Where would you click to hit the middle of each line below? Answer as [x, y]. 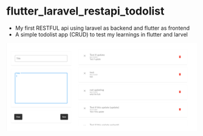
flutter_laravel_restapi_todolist [85, 11]
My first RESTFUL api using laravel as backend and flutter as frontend [102, 28]
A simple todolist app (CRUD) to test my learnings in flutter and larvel [101, 34]
